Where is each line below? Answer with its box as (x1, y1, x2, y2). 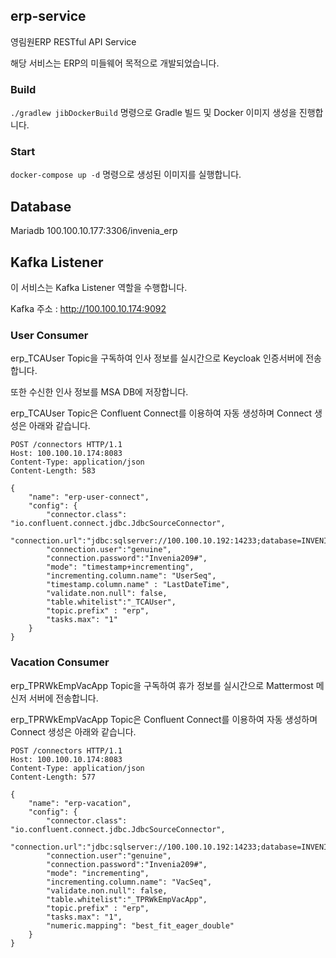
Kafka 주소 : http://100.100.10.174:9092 (10, 303, 167, 315)
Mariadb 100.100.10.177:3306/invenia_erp (10, 225, 178, 237)
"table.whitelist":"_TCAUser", (46, 597, 177, 608)
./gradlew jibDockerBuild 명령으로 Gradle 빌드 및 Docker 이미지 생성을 (10, 107, 297, 119)
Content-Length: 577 (10, 772, 97, 782)
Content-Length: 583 (10, 466, 97, 476)
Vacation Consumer (10, 655, 110, 669)
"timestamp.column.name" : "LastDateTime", (46, 580, 230, 590)
